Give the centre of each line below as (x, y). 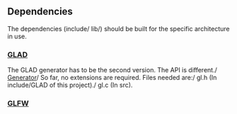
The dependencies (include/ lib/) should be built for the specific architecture (118, 28)
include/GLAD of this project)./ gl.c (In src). (70, 85)
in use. (17, 36)
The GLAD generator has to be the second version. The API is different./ (112, 70)
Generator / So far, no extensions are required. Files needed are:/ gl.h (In (112, 78)
